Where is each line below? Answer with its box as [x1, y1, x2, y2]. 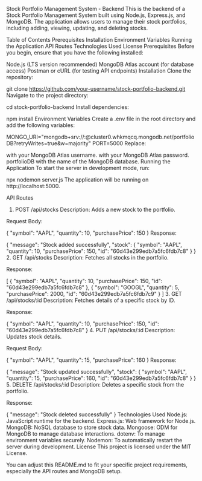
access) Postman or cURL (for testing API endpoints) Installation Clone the [6, 67, 191, 74]
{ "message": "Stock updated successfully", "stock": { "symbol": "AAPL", [6, 368, 187, 375]
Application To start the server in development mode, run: [6, 165, 150, 171]
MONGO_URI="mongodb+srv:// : [6, 133, 86, 140]
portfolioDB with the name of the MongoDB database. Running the [6, 158, 171, 165]
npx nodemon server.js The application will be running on [6, 176, 149, 183]
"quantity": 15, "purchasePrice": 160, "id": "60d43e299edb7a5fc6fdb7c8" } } [6, 375, 196, 382]
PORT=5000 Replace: [92, 140, 147, 147]
